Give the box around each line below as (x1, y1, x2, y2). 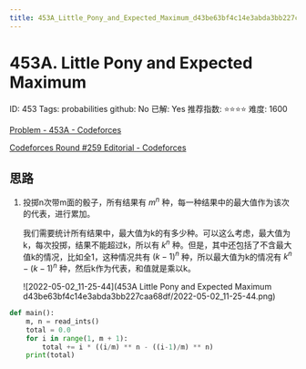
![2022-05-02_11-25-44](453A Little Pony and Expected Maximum (22, 282, 272, 292)
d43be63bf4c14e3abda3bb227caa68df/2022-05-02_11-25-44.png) (22, 291, 276, 302)
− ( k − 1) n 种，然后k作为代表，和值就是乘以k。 (22, 261, 196, 273)
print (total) (25, 351, 76, 360)
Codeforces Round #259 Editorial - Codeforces (9, 142, 187, 153)
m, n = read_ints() (25, 316, 100, 326)
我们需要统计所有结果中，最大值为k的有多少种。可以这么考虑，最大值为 (22, 228, 291, 239)
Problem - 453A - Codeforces (9, 124, 122, 135)
